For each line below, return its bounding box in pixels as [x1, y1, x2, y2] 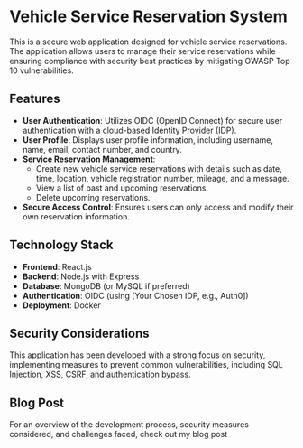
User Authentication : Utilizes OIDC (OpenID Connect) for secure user [22, 115, 282, 126]
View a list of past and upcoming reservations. [35, 182, 209, 193]
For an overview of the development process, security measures [9, 419, 250, 430]
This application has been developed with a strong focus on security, [9, 350, 266, 360]
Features [9, 91, 60, 107]
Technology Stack [9, 238, 114, 253]
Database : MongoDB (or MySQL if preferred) [22, 280, 191, 291]
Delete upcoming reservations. [35, 191, 151, 202]
